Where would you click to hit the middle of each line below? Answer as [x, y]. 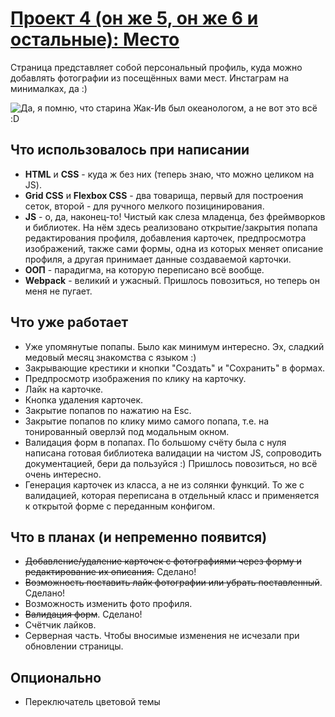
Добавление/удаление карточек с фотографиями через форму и [163, 561]
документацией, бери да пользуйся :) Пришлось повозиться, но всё [171, 463]
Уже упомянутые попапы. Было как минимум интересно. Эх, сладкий [174, 346]
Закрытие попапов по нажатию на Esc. [108, 410]
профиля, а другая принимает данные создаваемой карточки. [158, 259]
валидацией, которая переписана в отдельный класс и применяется [172, 495]
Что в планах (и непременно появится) [139, 537]
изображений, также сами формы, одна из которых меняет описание [174, 248]
